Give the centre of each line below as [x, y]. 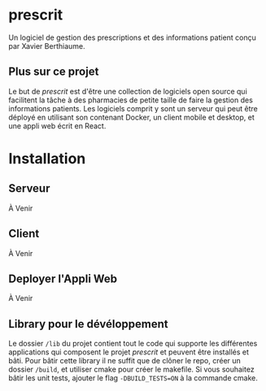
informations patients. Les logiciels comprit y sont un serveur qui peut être [133, 108]
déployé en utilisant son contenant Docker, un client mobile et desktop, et [131, 117]
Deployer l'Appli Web [63, 278]
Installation [47, 158]
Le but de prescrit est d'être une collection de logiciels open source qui [128, 91]
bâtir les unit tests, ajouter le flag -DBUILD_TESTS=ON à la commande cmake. [133, 378]
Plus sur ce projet [54, 72]
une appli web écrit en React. [57, 126]
